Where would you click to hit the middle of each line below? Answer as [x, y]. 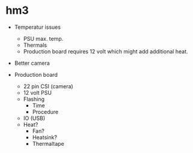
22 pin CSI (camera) [48, 86]
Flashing [34, 99]
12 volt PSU [38, 92]
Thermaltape [48, 143]
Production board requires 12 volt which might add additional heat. [106, 51]
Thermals [35, 45]
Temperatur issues [38, 27]
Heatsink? [45, 137]
